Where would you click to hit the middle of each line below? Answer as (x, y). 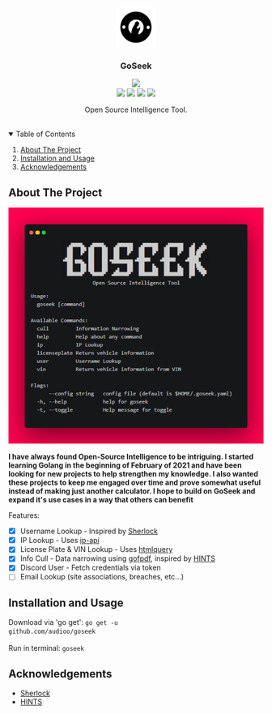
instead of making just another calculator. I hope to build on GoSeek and (132, 491)
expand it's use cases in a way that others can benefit (101, 500)
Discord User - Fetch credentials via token (91, 568)
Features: (24, 515)
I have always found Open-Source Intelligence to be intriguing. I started (131, 457)
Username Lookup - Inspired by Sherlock (89, 531)
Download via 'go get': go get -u (64, 622)
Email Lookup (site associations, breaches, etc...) (102, 577)
